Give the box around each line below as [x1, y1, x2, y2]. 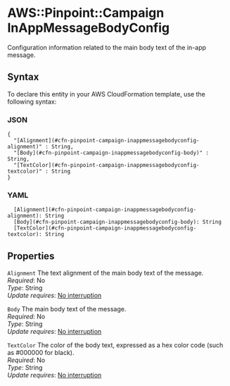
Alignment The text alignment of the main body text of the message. [7, 269, 204, 278]
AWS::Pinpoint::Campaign [7, 5, 165, 21]
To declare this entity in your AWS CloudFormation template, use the [7, 89, 205, 98]
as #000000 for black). [7, 349, 75, 357]
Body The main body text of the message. [7, 305, 127, 313]
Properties [7, 250, 55, 262]
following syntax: [7, 97, 57, 106]
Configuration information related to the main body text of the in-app [7, 43, 206, 51]
